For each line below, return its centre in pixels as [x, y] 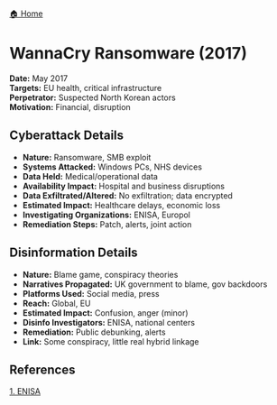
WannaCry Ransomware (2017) [129, 54]
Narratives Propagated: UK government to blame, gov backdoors [145, 284]
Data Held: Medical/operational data [90, 176]
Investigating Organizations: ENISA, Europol [106, 215]
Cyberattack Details [67, 136]
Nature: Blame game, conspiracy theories [100, 274]
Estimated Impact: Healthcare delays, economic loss [121, 205]
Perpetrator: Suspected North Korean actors [92, 97]
